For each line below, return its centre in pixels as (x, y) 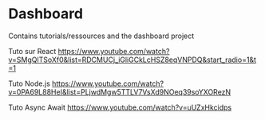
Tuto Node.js (29, 83)
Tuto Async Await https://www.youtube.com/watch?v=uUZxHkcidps (120, 107)
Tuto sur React (32, 51)
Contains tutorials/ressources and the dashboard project (101, 36)
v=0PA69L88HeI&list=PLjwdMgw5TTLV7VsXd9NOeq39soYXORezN (120, 91)
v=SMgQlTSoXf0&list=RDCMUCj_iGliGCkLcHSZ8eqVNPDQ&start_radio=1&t (132, 60)
